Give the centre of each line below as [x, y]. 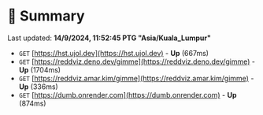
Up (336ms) [38, 87]
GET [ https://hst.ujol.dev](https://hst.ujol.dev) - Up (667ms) [114, 53]
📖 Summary [46, 16]
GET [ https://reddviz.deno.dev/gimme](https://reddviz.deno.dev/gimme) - [137, 61]
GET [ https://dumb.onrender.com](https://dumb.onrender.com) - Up [128, 95]
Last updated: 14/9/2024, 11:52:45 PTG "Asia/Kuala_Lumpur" [109, 38]
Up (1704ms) [39, 69]
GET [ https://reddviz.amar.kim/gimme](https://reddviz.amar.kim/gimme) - [136, 78]
